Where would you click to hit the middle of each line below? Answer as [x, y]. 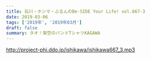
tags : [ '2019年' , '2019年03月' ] [44, 22]
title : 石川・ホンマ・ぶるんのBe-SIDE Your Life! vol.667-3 [76, 11]
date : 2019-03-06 [27, 17]
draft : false [22, 28]
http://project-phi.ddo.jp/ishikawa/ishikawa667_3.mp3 [71, 50]
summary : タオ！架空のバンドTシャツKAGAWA [53, 33]
